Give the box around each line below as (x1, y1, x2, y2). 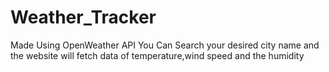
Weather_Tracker (10, 6, 157, 29)
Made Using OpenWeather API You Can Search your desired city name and (10, 39, 320, 51)
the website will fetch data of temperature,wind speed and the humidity (10, 49, 305, 61)
